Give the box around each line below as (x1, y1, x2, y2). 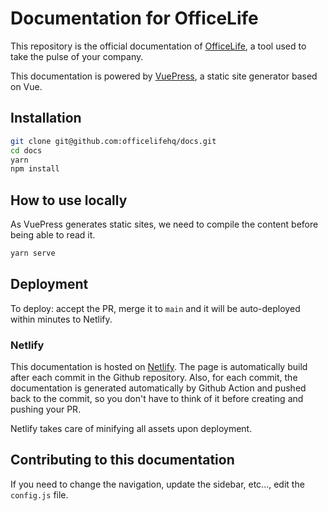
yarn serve (10, 248, 56, 259)
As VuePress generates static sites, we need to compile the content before (10, 218, 319, 231)
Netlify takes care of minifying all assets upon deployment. (10, 423, 253, 435)
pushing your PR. (10, 403, 82, 416)
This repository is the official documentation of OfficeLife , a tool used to (10, 40, 307, 52)
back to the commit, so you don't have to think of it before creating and (10, 393, 304, 405)
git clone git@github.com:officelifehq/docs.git (10, 136, 217, 146)
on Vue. (10, 80, 43, 92)
